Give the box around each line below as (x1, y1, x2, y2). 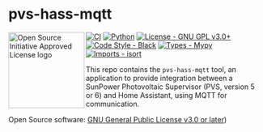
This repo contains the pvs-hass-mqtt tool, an (86, 64, 237, 74)
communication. (86, 99, 140, 109)
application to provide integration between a (86, 73, 233, 83)
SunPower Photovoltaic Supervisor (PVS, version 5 (86, 82, 255, 92)
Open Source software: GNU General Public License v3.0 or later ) (8, 114, 227, 124)
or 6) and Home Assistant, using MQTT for (86, 90, 227, 100)
